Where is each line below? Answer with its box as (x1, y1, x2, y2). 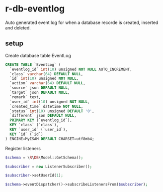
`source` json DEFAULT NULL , (9, 85, 70, 90)
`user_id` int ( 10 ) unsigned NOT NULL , (9, 99, 90, 104)
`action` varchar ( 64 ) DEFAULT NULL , (9, 81, 85, 86)
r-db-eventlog (5, 3, 65, 14)
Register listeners (5, 145, 41, 151)
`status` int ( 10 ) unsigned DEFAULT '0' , (9, 108, 94, 114)
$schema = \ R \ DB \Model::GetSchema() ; (5, 155, 83, 160)
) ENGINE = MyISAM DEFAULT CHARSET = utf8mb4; (5, 136, 94, 141)
